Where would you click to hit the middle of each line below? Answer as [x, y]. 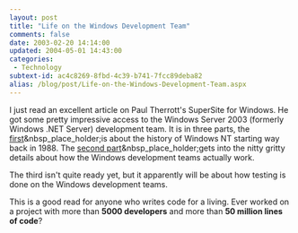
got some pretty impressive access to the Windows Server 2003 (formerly [147, 119]
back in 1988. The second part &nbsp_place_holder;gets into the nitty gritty [147, 148]
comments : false [39, 34]
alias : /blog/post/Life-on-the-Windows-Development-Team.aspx [128, 84]
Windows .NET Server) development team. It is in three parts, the [130, 129]
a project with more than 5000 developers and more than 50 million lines [146, 211]
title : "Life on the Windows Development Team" [100, 26]
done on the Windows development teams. [88, 184]
